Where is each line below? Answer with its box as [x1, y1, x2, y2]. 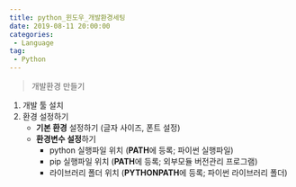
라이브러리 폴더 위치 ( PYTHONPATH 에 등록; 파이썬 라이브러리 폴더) [49, 167, 288, 178]
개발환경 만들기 [31, 81, 85, 91]
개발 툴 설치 [22, 100, 65, 111]
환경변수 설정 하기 [35, 134, 96, 144]
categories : [9, 30, 54, 39]
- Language [13, 38, 54, 48]
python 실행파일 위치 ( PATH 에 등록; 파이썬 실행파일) [49, 145, 234, 156]
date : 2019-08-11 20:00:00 [9, 22, 111, 31]
